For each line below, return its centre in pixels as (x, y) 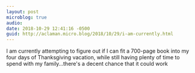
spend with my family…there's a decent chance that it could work (87, 64)
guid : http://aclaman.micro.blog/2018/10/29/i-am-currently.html (90, 34)
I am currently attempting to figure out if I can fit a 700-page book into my (98, 51)
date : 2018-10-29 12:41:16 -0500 (48, 28)
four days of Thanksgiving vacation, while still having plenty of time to (93, 57)
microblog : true (26, 17)
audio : (14, 23)
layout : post (23, 12)
